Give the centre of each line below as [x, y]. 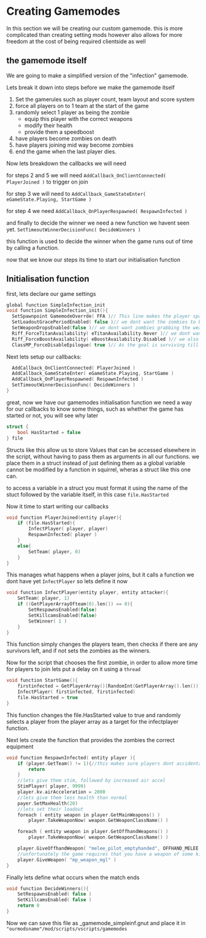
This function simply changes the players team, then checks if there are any [102, 644]
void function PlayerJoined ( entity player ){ [64, 517]
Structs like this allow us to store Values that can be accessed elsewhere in [101, 450]
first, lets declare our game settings [51, 293]
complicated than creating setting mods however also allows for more [94, 34]
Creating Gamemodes [63, 11]
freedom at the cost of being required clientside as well [76, 41]
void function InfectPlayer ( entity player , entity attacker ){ [87, 593]
